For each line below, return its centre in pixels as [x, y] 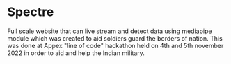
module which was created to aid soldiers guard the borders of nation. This [115, 38]
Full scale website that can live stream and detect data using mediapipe [110, 31]
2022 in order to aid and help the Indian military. [76, 53]
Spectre [31, 12]
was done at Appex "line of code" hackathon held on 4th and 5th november [115, 45]
